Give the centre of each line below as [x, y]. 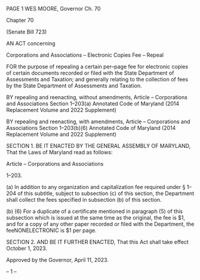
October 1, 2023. [27, 248]
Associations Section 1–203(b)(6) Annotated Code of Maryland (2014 [91, 128]
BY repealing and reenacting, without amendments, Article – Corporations [97, 97]
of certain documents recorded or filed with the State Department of [90, 73]
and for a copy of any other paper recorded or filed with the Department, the [100, 224]
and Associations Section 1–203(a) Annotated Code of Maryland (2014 [93, 104]
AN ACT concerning [31, 43]
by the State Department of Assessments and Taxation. [74, 86]
